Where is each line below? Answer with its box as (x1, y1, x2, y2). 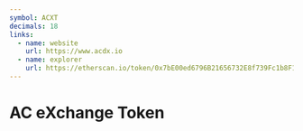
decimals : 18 (9, 22, 59, 31)
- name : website (17, 38, 78, 48)
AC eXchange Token (9, 103, 165, 123)
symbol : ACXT (9, 13, 59, 23)
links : (9, 30, 34, 39)
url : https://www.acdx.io (25, 47, 124, 56)
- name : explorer (17, 55, 83, 64)
